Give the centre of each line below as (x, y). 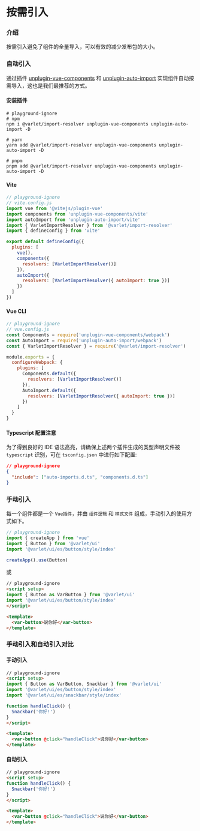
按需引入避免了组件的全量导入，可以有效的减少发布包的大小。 (82, 47)
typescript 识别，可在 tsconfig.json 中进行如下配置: (72, 455)
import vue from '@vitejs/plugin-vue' (54, 208)
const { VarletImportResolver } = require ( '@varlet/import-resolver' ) (96, 346)
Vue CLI (16, 311)
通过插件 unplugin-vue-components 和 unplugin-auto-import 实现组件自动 (98, 78)
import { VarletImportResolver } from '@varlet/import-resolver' (89, 225)
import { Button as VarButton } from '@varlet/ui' (71, 595)
